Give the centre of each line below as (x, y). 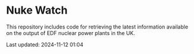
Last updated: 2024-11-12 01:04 (45, 45)
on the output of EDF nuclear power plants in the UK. (71, 33)
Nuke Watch (37, 10)
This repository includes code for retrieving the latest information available (97, 27)
